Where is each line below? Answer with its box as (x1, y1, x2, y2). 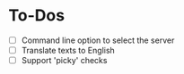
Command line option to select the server (21, 35, 175, 45)
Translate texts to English (21, 45, 116, 55)
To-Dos (8, 5, 65, 26)
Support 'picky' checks (21, 55, 108, 66)
